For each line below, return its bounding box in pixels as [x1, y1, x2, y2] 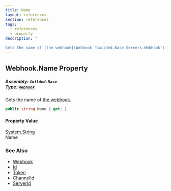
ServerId [12, 180, 32, 186]
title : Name [5, 7, 31, 13]
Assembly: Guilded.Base [5, 78, 58, 84]
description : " [5, 36, 38, 41]
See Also [5, 147, 28, 154]
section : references [5, 17, 49, 22]
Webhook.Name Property [5, 64, 88, 73]
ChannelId [12, 175, 35, 181]
